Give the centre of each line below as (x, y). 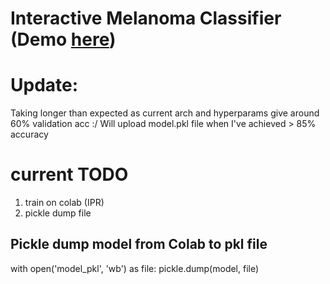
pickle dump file (58, 213)
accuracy (29, 134)
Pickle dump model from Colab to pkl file (139, 244)
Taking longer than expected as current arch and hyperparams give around (165, 113)
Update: (44, 85)
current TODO (69, 174)
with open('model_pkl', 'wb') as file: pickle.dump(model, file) (135, 268)
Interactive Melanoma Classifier (146, 18)
